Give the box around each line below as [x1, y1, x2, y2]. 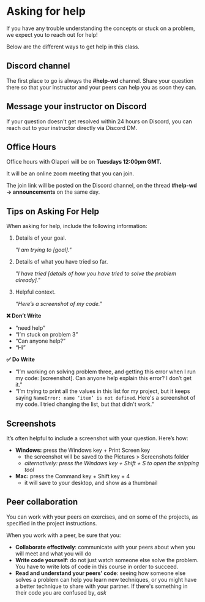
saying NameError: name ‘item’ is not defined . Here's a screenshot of [15, 394, 196, 402]
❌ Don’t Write [6, 312, 42, 319]
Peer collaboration [6, 497, 78, 507]
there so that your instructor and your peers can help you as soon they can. [6, 83, 197, 91]
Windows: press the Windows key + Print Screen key [15, 446, 151, 454]
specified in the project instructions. [6, 519, 97, 527]
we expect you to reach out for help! [6, 31, 98, 38]
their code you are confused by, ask [15, 589, 107, 596]
